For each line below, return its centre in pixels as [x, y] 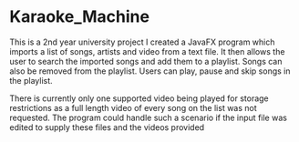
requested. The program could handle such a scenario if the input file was [148, 117]
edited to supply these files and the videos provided [107, 127]
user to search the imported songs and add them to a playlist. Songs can [146, 61]
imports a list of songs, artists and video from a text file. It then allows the [147, 51]
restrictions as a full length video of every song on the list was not [133, 107]
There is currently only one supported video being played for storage [139, 98]
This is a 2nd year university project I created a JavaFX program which [142, 42]
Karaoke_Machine [80, 17]
